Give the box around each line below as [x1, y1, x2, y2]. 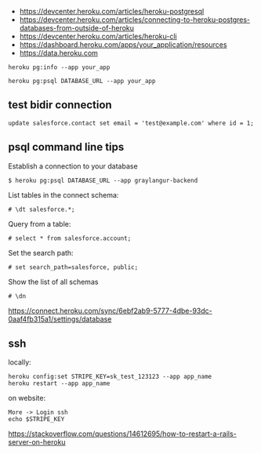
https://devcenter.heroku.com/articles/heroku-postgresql [19, 7, 205, 16]
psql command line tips [8, 140, 125, 154]
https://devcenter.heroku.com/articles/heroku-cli [19, 31, 178, 41]
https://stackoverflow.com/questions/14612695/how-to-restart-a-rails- [8, 429, 237, 438]
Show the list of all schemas [8, 277, 99, 286]
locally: [8, 358, 31, 367]
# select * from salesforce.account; [8, 234, 132, 242]
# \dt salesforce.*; [8, 205, 76, 213]
